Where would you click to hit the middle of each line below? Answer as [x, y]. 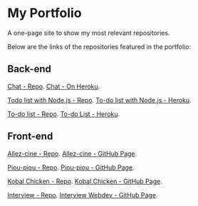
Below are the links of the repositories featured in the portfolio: [99, 46]
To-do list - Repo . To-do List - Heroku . [63, 114]
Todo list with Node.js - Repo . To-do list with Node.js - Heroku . [100, 100]
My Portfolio [45, 13]
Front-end [30, 137]
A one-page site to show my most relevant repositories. [89, 33]
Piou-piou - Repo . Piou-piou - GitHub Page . [71, 167]
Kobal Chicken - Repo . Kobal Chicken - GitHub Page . [85, 181]
